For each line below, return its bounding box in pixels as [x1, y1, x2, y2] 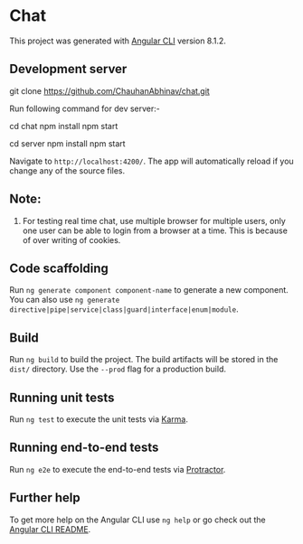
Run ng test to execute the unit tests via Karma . [9, 414, 188, 425]
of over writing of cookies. [22, 234, 121, 245]
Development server [9, 61, 128, 77]
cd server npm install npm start [9, 137, 126, 149]
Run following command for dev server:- [9, 103, 160, 114]
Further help [9, 490, 81, 506]
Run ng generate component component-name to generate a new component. [9, 285, 289, 295]
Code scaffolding [9, 260, 109, 276]
